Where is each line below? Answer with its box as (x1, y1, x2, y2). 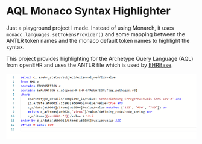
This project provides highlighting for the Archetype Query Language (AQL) (6, 55, 194, 62)
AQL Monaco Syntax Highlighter (6, 4, 171, 18)
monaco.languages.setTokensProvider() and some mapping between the (6, 30, 186, 37)
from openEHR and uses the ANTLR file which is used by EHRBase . (6, 61, 173, 69)
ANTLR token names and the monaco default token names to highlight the (6, 37, 190, 44)
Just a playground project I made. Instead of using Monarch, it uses (6, 24, 174, 31)
